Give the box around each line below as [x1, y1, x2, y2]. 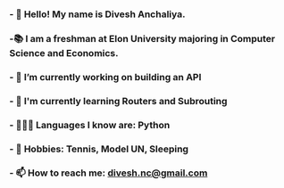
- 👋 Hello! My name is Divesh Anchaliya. [9, 8, 186, 20]
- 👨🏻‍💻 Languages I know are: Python [9, 119, 171, 131]
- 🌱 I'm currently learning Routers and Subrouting [9, 94, 228, 107]
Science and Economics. [9, 46, 119, 59]
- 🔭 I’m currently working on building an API [9, 70, 202, 83]
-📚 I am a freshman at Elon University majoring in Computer [9, 32, 275, 45]
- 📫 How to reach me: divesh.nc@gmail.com [9, 167, 208, 179]
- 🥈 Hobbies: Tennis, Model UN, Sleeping [9, 143, 189, 155]
